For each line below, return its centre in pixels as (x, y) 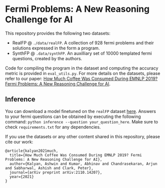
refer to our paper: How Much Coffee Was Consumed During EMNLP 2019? (81, 78)
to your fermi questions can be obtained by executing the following (73, 116)
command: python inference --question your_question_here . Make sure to (82, 121)
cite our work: (19, 142)
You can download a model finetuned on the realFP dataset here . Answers (81, 111)
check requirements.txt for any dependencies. (53, 127)
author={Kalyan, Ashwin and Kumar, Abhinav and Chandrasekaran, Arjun (83, 164)
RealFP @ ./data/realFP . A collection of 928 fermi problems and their (83, 42)
